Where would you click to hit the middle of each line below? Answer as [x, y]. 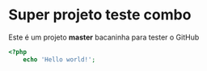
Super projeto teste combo [100, 15]
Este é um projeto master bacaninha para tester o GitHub [104, 37]
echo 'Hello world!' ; [59, 59]
